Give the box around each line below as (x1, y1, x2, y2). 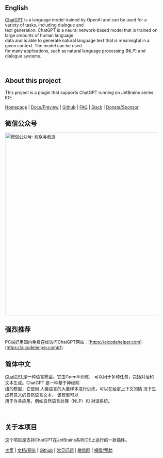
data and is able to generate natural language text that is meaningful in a (5, 37, 150, 43)
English (5, 4, 28, 12)
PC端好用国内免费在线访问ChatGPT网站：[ (5, 339, 90, 345)
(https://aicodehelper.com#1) (5, 345, 63, 350)
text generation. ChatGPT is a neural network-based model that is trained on (5, 27, 158, 33)
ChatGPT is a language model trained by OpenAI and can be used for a (5, 17, 147, 22)
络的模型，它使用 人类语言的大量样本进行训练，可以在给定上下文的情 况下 (5, 386, 152, 392)
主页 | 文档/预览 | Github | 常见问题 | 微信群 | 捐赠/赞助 (5, 447, 113, 453)
